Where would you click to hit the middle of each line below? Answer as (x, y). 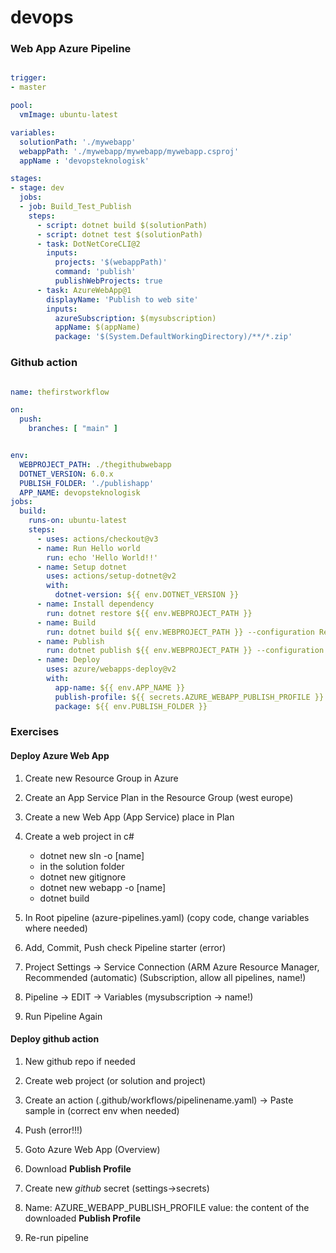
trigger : (28, 78)
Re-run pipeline (56, 1237)
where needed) (56, 928)
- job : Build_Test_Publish (75, 207)
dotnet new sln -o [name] (92, 855)
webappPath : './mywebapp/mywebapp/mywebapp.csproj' (129, 151)
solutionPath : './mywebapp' (78, 142)
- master (28, 87)
